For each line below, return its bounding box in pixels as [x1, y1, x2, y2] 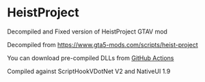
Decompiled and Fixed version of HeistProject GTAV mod [7, 27, 167, 36]
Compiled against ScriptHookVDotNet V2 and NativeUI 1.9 [7, 67, 171, 75]
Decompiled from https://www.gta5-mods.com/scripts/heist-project [7, 40, 198, 49]
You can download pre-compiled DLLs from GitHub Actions [7, 53, 174, 62]
